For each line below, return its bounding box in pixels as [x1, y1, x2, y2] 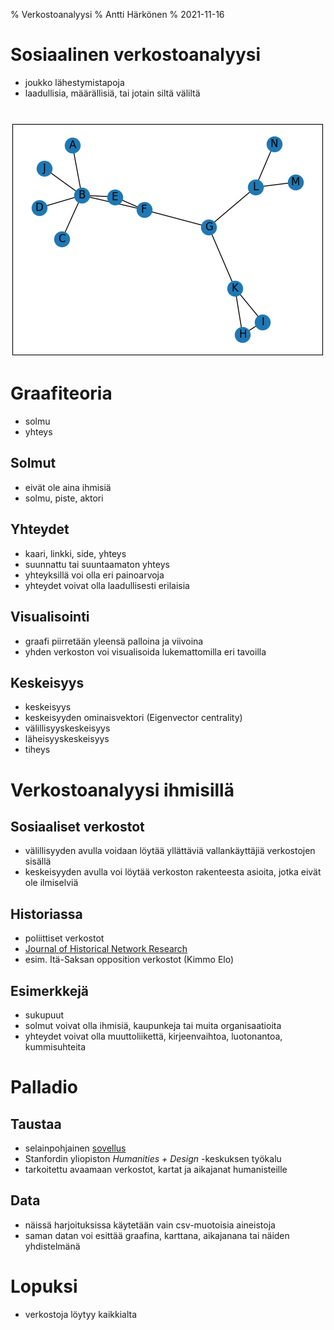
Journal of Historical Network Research [24, 943, 188, 955]
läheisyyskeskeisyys [24, 733, 110, 745]
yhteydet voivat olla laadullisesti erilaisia [24, 579, 190, 591]
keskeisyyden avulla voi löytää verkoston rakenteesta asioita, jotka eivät [24, 866, 322, 878]
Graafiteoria [10, 382, 113, 405]
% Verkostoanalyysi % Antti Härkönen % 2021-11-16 [10, 9, 225, 20]
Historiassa [10, 905, 83, 923]
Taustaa [10, 1115, 62, 1133]
